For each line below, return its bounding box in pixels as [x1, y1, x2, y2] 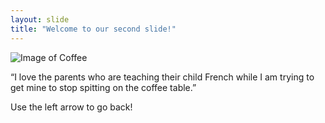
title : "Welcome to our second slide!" [10, 24, 177, 34]
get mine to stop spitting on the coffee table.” [10, 81, 197, 93]
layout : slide [10, 14, 70, 25]
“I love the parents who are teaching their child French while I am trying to [10, 71, 315, 83]
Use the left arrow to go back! [10, 101, 133, 113]
